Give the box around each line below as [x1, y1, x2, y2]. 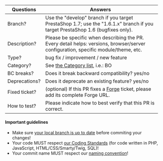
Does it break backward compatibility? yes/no [45, 70, 149, 76]
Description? [7, 41, 36, 47]
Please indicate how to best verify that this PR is [45, 100, 155, 106]
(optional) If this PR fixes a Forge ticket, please [45, 86, 151, 92]
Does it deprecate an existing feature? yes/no [45, 78, 149, 84]
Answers [89, 6, 112, 13]
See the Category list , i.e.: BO [45, 62, 112, 69]
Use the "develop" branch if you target [45, 15, 133, 21]
